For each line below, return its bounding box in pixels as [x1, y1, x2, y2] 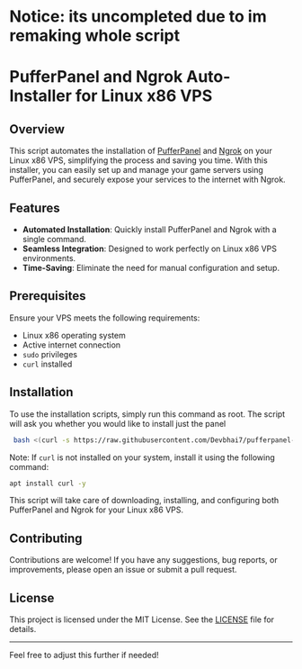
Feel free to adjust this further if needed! [9, 650, 159, 660]
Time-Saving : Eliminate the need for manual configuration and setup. [22, 263, 280, 273]
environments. [22, 253, 76, 263]
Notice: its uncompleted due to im [9, 6, 267, 27]
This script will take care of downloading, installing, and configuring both [9, 495, 280, 506]
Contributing [9, 530, 83, 546]
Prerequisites [9, 288, 86, 303]
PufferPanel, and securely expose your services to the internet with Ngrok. [9, 174, 286, 185]
